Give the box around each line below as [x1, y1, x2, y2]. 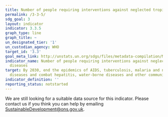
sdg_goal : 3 [5, 16, 30, 21]
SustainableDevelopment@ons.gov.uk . [5, 106, 85, 112]
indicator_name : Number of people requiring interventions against [5, 58, 149, 63]
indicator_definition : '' [5, 77, 59, 82]
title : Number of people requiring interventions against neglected [5, 7, 151, 12]
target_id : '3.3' [5, 49, 41, 54]
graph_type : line [5, 30, 41, 35]
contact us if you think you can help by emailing [5, 100, 104, 106]
